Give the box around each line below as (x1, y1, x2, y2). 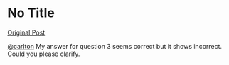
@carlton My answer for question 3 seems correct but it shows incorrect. (7, 42, 223, 50)
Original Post (7, 28, 46, 37)
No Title (7, 5, 55, 21)
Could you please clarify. (7, 49, 80, 58)
